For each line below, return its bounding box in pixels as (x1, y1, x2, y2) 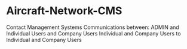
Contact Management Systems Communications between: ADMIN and (6, 24, 179, 31)
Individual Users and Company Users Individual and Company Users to (6, 30, 181, 37)
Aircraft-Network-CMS (6, 4, 122, 18)
